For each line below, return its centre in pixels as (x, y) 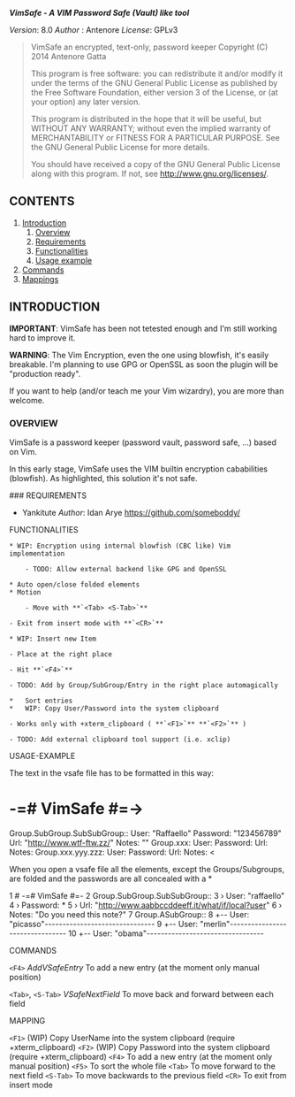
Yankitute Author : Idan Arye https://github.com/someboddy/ (131, 512)
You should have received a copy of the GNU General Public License (155, 164)
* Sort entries (41, 701)
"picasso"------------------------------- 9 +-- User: (104, 924)
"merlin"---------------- (243, 924)
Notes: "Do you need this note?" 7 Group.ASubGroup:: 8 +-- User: (129, 914)
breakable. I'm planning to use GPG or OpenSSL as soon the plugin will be (144, 364)
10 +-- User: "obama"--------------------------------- (166, 933)
